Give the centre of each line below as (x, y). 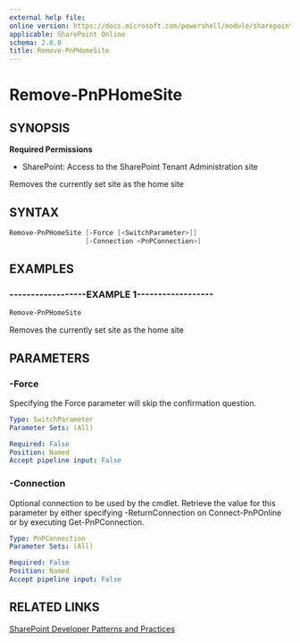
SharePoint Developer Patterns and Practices (92, 629)
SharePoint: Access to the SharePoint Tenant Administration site (140, 167)
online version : (39, 26)
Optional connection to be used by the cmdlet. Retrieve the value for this (142, 503)
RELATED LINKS (54, 608)
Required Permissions (51, 149)
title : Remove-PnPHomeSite (59, 51)
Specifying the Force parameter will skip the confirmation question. (133, 402)
